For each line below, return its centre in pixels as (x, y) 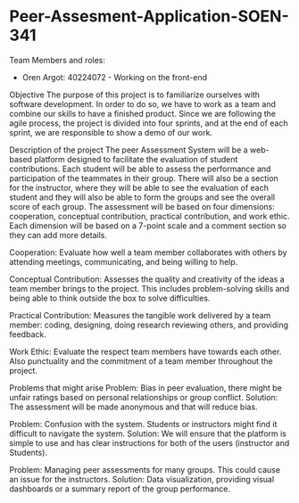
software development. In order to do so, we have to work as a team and (143, 103)
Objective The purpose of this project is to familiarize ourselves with (135, 95)
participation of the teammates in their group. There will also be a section (144, 178)
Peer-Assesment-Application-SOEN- (149, 16)
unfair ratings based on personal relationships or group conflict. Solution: (144, 397)
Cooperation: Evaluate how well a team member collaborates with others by (148, 252)
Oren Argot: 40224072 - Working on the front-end (115, 77)
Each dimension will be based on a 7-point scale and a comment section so (148, 226)
